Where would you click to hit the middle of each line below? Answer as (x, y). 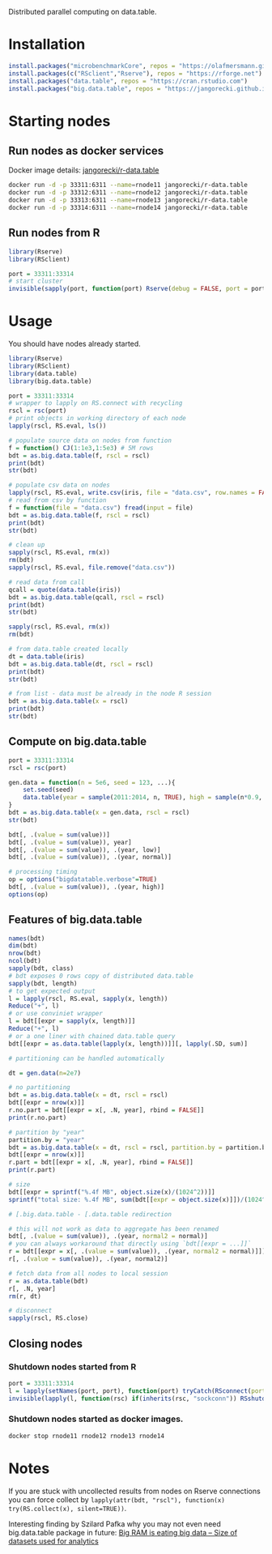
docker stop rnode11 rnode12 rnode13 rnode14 (86, 1436)
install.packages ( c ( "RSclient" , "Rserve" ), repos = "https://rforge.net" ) (136, 73)
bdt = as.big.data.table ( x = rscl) (68, 701)
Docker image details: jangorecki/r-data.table (84, 170)
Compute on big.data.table (78, 741)
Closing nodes (46, 1343)
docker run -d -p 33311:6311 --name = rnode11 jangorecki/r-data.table (128, 185)
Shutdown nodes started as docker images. (96, 1419)
